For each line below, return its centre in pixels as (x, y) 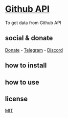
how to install (26, 66)
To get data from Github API (33, 23)
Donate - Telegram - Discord (34, 50)
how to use (22, 82)
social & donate (29, 38)
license (16, 99)
